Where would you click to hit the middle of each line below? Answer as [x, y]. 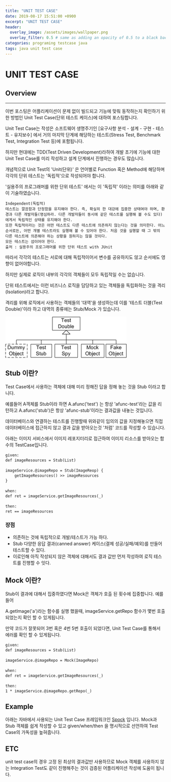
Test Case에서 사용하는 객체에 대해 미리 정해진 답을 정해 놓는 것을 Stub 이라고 [83, 387]
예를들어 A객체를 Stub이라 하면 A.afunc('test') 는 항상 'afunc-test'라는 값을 [81, 404]
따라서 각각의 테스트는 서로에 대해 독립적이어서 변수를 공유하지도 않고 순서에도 [83, 257]
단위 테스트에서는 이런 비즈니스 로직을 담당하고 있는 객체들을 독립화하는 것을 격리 [85, 285]
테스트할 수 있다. [29, 550]
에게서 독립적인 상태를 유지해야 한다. [39, 220]
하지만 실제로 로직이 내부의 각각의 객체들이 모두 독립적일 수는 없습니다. [75, 274]
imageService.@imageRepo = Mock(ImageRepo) [52, 660]
